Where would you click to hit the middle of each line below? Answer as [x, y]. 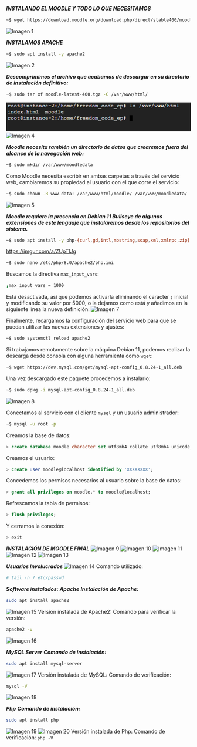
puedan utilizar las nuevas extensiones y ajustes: [65, 327]
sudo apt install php [33, 720]
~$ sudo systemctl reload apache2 [48, 339]
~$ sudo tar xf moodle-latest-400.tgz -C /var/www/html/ [77, 94]
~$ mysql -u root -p [31, 424]
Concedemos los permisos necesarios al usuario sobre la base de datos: [94, 481]
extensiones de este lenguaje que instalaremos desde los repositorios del [98, 222]
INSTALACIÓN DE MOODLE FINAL [48, 549]
